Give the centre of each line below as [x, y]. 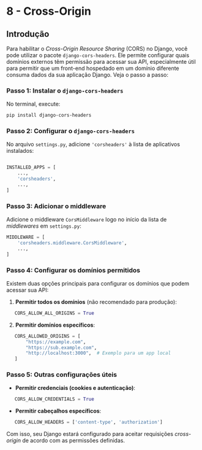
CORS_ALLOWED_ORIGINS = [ [47, 336]
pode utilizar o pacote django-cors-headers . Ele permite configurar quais [98, 55]
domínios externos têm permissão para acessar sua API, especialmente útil [101, 62]
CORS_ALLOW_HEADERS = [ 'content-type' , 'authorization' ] [89, 422]
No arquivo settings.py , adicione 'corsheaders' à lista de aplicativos [93, 144]
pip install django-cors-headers [49, 115]
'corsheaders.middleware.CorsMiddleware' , [72, 243]
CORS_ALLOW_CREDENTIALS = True [54, 399]
